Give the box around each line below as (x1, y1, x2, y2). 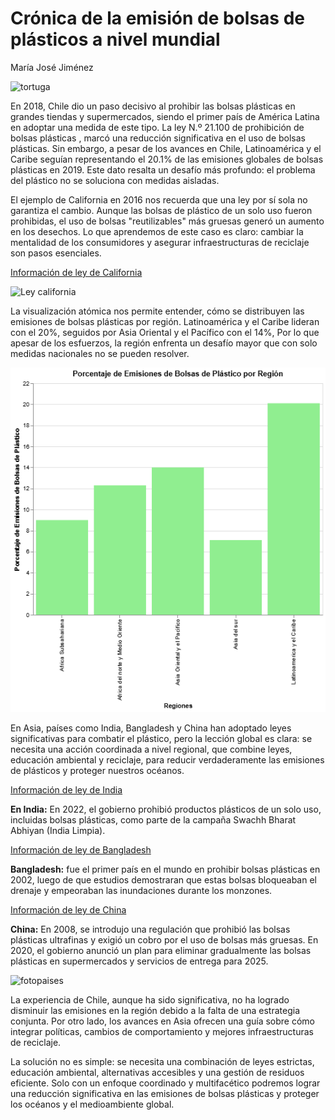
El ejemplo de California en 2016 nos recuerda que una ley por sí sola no (10, 193, 308, 206)
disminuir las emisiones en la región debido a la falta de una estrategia (10, 1005, 301, 1017)
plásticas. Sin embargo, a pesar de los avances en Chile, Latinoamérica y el (10, 142, 322, 154)
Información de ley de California (10, 266, 143, 278)
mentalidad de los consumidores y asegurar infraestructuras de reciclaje (10, 236, 310, 248)
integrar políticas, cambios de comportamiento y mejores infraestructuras (10, 1026, 314, 1038)
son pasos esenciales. (10, 247, 102, 259)
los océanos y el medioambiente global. (10, 1098, 175, 1111)
